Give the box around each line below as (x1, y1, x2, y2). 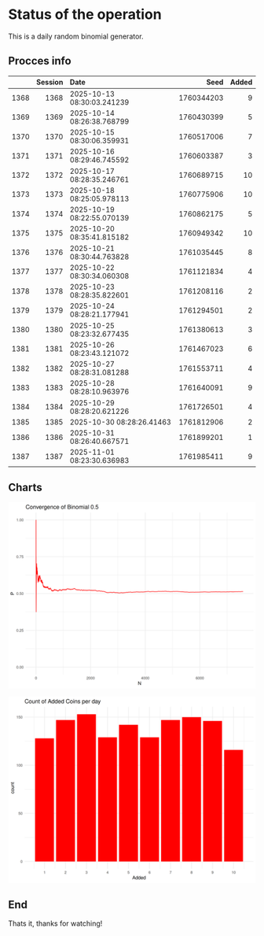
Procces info (8, 54, 72, 68)
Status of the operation (8, 6, 163, 24)
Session (36, 77, 64, 87)
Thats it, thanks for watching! (8, 919, 103, 928)
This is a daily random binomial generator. (8, 31, 144, 41)
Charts (8, 481, 43, 494)
